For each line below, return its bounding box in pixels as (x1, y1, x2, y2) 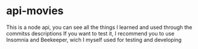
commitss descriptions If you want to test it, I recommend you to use (6, 30, 175, 37)
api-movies (6, 4, 64, 18)
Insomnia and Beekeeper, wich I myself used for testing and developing (6, 36, 182, 43)
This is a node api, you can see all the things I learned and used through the (6, 24, 193, 31)
